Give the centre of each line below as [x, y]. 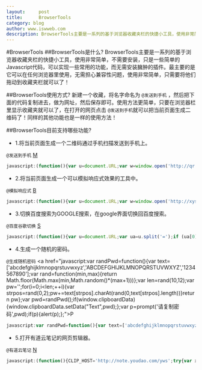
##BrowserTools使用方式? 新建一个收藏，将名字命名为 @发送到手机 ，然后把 [98, 95]
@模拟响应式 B [21, 190]
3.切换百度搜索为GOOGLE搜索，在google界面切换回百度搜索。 [92, 214]
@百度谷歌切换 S [23, 226]
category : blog [25, 23]
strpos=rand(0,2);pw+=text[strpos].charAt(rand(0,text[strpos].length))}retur [100, 293]
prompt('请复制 [155, 306]
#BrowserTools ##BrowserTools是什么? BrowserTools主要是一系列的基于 [96, 52]
